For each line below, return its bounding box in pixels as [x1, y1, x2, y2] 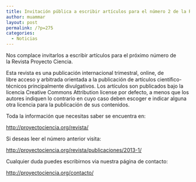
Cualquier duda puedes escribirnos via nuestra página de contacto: [6, 158, 168, 164]
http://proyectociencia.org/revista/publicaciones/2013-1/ [6, 147, 142, 153]
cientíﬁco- [157, 76, 182, 83]
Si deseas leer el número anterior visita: [6, 135, 101, 142]
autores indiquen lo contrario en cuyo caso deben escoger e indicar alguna [6, 95, 187, 102]
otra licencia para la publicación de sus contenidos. [6, 101, 130, 108]
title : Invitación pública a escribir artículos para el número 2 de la [6, 8, 187, 15]
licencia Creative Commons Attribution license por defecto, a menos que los [6, 89, 190, 95]
